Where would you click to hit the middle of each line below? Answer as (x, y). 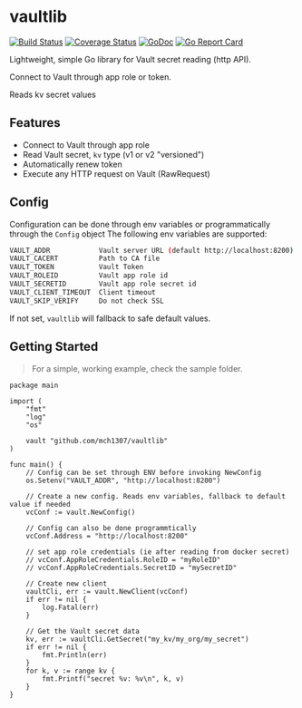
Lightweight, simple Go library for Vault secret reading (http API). (131, 59)
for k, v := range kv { (71, 671)
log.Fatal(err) (71, 607)
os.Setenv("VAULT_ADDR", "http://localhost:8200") (123, 480)
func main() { (36, 464)
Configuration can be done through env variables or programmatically (140, 224)
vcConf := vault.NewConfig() (81, 512)
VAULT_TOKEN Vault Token (77, 267)
